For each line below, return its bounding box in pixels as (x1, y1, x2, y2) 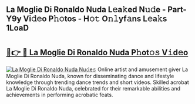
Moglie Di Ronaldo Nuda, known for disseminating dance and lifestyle (6, 73, 174, 79)
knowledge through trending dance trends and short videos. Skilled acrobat (6, 79, 189, 86)
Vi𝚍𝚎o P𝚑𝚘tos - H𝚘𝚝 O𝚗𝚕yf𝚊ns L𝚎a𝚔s (23, 14, 167, 24)
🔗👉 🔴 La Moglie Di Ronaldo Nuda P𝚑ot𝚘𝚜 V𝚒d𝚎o (6, 47, 189, 58)
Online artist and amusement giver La (97, 66, 189, 73)
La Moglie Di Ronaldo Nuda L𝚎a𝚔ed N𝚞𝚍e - (6, 5, 166, 15)
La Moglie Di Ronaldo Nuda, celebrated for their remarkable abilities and (6, 85, 181, 92)
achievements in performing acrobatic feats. (6, 91, 113, 98)
